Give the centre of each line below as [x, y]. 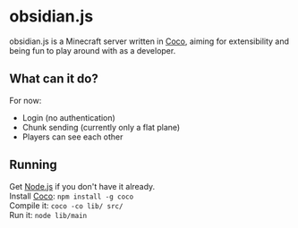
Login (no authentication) [69, 117]
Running [34, 165]
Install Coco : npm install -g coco [72, 196]
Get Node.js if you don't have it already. [82, 186]
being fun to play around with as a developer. [93, 50]
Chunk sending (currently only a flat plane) [101, 127]
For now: [26, 100]
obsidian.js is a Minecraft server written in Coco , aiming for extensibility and [149, 41]
